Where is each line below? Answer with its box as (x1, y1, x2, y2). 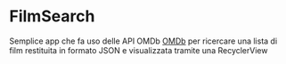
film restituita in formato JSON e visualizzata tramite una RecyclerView (9, 44, 268, 55)
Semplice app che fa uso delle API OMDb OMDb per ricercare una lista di (9, 36, 278, 46)
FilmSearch (9, 6, 95, 27)
